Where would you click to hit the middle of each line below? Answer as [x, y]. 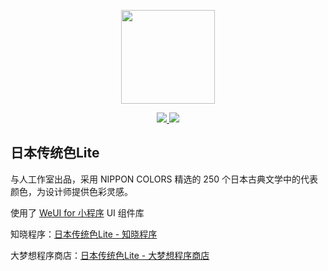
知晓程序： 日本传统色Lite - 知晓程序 [84, 234]
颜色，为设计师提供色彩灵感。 [71, 191]
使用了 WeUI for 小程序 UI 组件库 [77, 212]
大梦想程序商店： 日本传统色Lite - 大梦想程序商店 [110, 255]
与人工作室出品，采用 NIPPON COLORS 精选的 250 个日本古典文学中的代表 [164, 179]
